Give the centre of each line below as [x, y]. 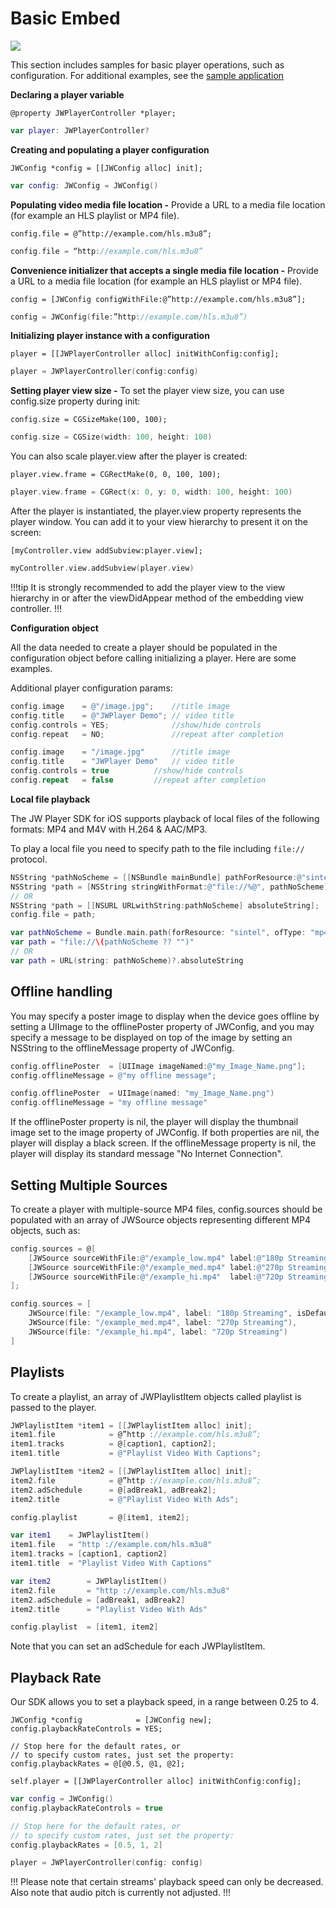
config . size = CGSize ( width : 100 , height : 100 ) [111, 437]
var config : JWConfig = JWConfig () [84, 185]
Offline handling [61, 992]
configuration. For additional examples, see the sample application [147, 75]
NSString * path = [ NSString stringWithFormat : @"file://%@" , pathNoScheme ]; [171, 887]
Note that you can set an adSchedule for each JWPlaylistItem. [138, 1646]
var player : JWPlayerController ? [80, 130]
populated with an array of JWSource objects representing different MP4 [161, 1219]
